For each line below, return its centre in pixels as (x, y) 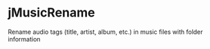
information (24, 39)
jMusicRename (51, 13)
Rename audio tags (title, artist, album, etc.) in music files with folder (105, 32)
